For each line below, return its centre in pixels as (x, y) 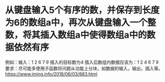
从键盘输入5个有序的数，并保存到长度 (82, 10)
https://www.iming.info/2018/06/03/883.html (51, 74)
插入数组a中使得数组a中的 (93, 35)
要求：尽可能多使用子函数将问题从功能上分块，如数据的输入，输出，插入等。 (84, 68)
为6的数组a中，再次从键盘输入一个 (76, 23)
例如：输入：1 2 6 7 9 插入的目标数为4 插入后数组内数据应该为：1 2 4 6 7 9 (82, 62)
